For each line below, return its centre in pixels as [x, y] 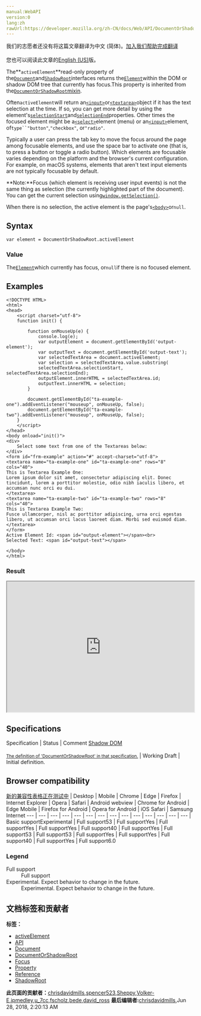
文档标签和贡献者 [37, 908]
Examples [25, 286]
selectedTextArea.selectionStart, [81, 368]
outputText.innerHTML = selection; [82, 384]
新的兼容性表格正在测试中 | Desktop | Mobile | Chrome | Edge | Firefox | [94, 796]
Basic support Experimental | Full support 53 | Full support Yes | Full [87, 822]
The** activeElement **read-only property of [60, 72]
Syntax [20, 225]
